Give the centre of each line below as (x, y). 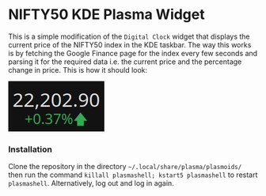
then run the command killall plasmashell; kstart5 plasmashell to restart (133, 175)
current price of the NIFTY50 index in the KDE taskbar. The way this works (130, 44)
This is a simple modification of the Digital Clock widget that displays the (129, 36)
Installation (30, 149)
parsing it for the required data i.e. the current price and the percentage (125, 62)
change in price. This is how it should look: (78, 70)
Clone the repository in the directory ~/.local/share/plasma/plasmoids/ (125, 167)
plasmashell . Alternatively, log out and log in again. (91, 183)
